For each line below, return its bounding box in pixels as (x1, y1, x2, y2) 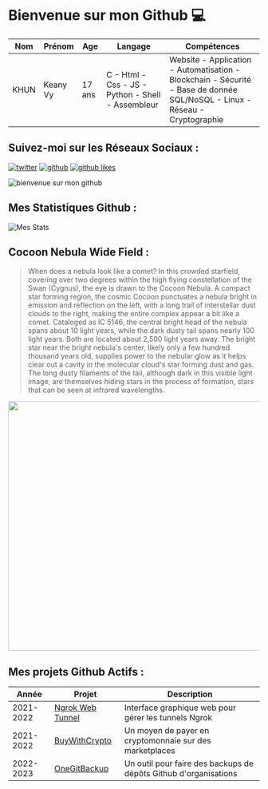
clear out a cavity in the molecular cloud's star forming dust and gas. (27, 360, 254, 370)
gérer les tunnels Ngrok (124, 712, 213, 724)
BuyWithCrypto (54, 735, 112, 747)
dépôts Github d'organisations (124, 768, 238, 779)
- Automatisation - (168, 64, 241, 75)
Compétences (184, 41, 240, 52)
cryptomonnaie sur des (124, 735, 211, 747)
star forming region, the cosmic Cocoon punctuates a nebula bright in (27, 292, 258, 302)
